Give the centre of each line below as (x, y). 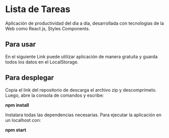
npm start (16, 130)
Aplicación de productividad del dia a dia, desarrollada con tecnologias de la (84, 23)
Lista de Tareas (38, 9)
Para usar (21, 45)
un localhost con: (23, 120)
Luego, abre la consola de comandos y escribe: (55, 95)
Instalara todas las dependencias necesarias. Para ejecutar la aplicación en (83, 115)
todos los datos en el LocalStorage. (42, 62)
